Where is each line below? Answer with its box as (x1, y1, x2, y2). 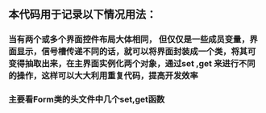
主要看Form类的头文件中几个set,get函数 (8, 94, 165, 105)
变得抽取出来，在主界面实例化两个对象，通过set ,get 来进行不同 (8, 58, 256, 69)
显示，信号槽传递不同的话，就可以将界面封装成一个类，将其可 (16, 46, 256, 57)
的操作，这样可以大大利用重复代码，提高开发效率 (8, 70, 199, 82)
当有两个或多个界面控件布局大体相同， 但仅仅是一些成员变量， (8, 34, 250, 45)
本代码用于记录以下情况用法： (8, 7, 157, 22)
